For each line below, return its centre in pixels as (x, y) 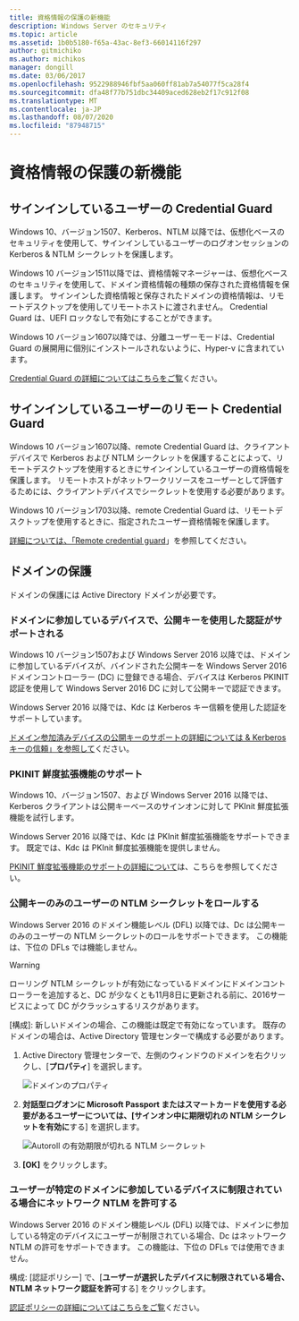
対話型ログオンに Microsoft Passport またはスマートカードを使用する (150, 1104)
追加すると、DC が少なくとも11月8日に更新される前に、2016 (159, 994)
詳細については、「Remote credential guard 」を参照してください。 (130, 540)
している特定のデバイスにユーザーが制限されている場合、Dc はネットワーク (148, 1235)
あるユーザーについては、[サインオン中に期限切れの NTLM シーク (158, 1115)
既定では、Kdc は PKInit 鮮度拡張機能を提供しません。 (125, 848)
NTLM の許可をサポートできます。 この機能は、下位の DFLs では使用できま (147, 1247)
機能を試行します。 (44, 818)
